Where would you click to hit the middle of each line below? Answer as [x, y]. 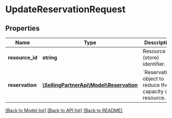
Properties [23, 28]
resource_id [23, 57]
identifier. [154, 64]
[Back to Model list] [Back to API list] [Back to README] [64, 110]
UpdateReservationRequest [66, 9]
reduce [151, 85]
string [50, 57]
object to [153, 79]
